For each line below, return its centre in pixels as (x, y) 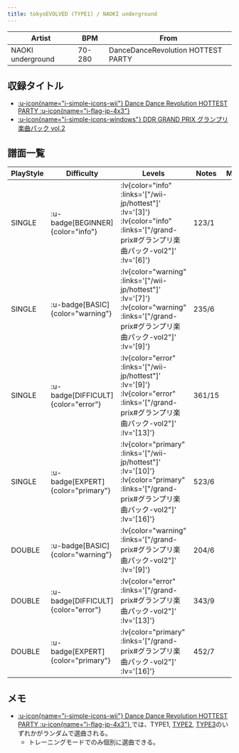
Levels (153, 174)
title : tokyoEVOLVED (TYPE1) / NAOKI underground (83, 14)
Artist (41, 38)
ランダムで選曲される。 (77, 733)
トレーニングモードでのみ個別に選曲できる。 (94, 742)
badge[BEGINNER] (82, 223)
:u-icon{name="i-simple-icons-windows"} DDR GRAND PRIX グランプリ (123, 120)
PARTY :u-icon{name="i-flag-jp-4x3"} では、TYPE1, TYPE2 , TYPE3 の (120, 725)
